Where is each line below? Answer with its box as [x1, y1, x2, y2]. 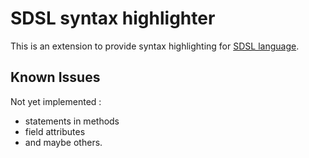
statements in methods [24, 115, 120, 127]
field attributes [24, 125, 86, 137]
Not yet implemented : [10, 95, 102, 107]
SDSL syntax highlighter [10, 7, 216, 30]
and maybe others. [24, 136, 103, 148]
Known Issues [10, 69, 101, 86]
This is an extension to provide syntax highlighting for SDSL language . [10, 40, 300, 52]
